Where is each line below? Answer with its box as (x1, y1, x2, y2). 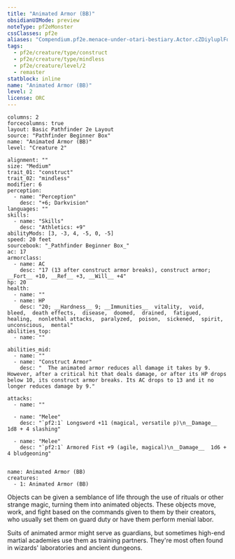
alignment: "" (7, 157, 49, 164)
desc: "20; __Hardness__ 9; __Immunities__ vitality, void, (20, 303, 205, 310)
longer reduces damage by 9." (7, 383, 96, 390)
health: (7, 285, 30, 292)
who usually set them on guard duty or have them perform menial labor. (7, 515, 214, 523)
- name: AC (13, 261, 45, 268)
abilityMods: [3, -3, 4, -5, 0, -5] (7, 230, 114, 237)
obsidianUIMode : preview (7, 17, 80, 24)
